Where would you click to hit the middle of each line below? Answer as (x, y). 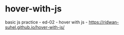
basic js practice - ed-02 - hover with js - (46, 22)
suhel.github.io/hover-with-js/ (35, 27)
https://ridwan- (104, 22)
